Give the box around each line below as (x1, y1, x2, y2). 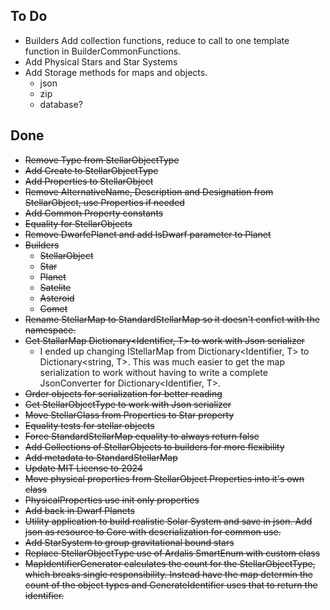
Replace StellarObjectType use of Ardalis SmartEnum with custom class (24, 547, 321, 559)
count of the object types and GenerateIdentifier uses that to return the (24, 579, 318, 591)
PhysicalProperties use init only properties (24, 494, 200, 506)
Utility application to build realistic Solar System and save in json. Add (24, 515, 313, 527)
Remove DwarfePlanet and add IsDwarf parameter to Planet (24, 228, 272, 240)
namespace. (24, 324, 77, 336)
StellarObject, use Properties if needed (24, 196, 185, 208)
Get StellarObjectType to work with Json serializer (24, 398, 232, 410)
